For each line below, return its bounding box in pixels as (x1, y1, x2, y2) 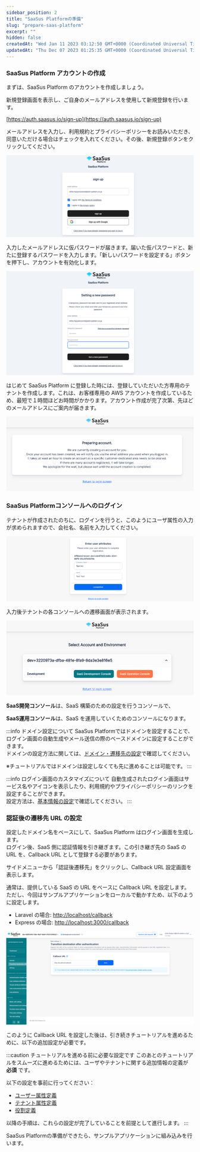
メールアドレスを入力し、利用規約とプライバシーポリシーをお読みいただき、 (6, 128, 193, 135)
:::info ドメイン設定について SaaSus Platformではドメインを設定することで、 (6, 727, 193, 734)
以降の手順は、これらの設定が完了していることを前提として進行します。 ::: (6, 1119, 189, 1127)
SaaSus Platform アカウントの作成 (6, 69, 106, 77)
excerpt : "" (6, 29, 36, 35)
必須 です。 (6, 1067, 34, 1074)
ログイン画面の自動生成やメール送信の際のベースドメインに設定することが (6, 734, 189, 742)
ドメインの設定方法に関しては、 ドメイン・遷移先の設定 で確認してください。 (6, 749, 193, 757)
